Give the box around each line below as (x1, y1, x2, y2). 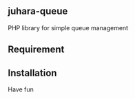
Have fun (8, 85, 34, 93)
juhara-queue (8, 5, 68, 17)
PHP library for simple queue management (8, 23, 129, 32)
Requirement (8, 44, 65, 56)
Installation (8, 67, 57, 78)
